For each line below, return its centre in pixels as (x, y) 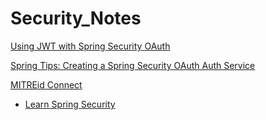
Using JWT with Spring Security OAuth (90, 46)
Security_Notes (76, 18)
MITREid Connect (46, 84)
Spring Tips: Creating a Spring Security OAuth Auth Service (133, 65)
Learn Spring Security (70, 104)
